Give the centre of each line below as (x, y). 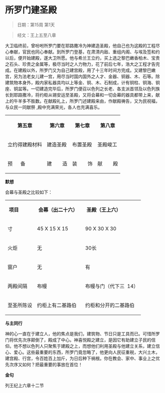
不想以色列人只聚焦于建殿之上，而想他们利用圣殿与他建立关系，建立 (87, 346)
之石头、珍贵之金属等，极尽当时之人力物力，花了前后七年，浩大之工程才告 (80, 64)
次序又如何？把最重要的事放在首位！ (46, 364)
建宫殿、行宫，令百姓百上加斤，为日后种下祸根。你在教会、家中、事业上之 (80, 358)
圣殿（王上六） (104, 210)
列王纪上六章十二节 (25, 385)
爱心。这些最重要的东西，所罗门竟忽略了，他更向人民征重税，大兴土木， (87, 352)
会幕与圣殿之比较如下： (29, 192)
